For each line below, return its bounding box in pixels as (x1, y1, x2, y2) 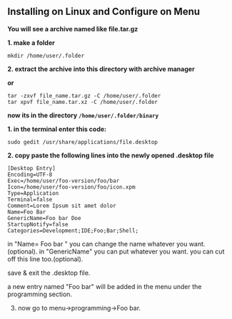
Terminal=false (7, 196, 53, 203)
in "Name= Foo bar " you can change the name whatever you (7, 239, 188, 248)
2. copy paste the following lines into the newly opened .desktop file (7, 151, 214, 159)
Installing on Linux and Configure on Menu (7, 6, 201, 18)
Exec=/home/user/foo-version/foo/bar (7, 177, 120, 184)
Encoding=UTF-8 (7, 171, 53, 178)
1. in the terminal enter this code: (7, 125, 107, 133)
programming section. (7, 290, 73, 298)
